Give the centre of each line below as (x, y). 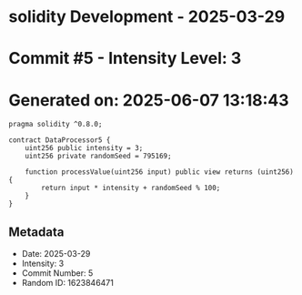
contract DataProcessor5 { (60, 140)
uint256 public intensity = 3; (84, 148)
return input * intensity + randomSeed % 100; (131, 188)
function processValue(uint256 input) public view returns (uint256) (160, 172)
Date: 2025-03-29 (56, 254)
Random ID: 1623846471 (68, 283)
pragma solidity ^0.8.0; (55, 125)
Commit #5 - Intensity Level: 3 (125, 59)
